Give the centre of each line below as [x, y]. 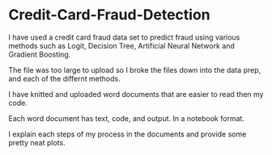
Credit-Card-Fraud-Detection [109, 15]
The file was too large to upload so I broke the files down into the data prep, [135, 69]
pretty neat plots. [37, 142]
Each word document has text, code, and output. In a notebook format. [127, 118]
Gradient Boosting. [40, 54]
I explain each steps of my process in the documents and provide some [127, 134]
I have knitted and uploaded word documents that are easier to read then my [136, 94]
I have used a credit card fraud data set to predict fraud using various [124, 37]
